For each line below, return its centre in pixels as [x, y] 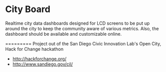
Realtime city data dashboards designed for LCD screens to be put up [77, 23]
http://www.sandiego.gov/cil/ [43, 64]
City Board [28, 9]
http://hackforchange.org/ [39, 58]
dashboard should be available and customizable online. [63, 34]
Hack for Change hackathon [34, 49]
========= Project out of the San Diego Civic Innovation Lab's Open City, [83, 43]
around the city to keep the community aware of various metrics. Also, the [82, 28]
